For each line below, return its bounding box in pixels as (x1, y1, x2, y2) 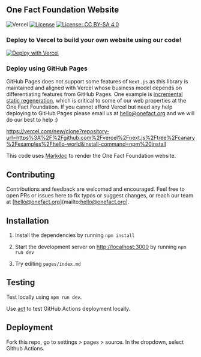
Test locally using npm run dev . (6, 293, 82, 301)
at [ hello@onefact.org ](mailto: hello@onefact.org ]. (6, 198, 130, 206)
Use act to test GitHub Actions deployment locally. (6, 305, 131, 312)
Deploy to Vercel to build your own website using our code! (6, 35, 182, 44)
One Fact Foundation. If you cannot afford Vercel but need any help (6, 103, 173, 110)
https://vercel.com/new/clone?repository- (6, 128, 110, 135)
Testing (6, 277, 35, 287)
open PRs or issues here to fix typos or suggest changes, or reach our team (6, 192, 194, 199)
